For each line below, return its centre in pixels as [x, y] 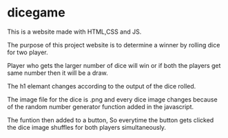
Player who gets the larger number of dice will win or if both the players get [114, 65]
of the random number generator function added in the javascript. [101, 106]
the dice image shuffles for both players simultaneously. [87, 127]
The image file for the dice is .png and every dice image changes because [113, 99]
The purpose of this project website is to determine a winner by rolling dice [114, 45]
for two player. [28, 52]
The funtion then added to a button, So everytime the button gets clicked [111, 120]
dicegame [36, 13]
